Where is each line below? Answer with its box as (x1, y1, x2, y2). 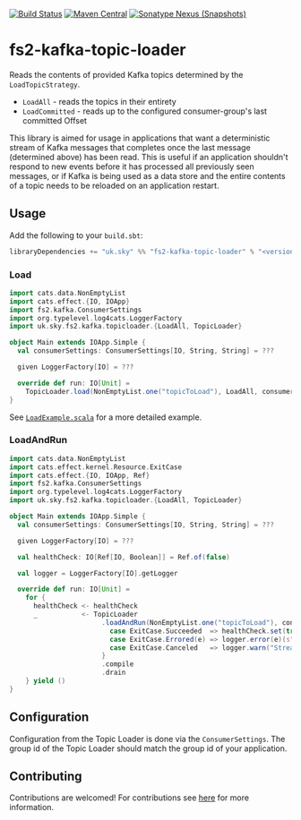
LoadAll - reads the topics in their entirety (21, 96, 176, 107)
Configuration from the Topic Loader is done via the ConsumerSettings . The (9, 733, 286, 744)
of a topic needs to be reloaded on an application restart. (9, 180, 219, 191)
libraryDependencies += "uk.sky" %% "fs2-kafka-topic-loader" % (9, 247, 254, 256)
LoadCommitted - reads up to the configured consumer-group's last (21, 106, 267, 116)
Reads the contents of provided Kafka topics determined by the (9, 69, 244, 80)
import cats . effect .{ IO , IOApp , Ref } (9, 471, 150, 480)
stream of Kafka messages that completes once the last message (9, 141, 251, 152)
